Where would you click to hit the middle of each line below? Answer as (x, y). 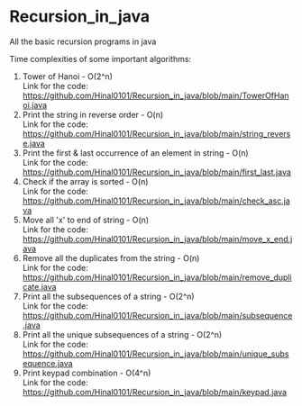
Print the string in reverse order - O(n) (93, 114)
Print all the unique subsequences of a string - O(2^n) (122, 334)
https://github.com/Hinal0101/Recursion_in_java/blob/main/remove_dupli (157, 277)
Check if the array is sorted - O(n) (85, 181)
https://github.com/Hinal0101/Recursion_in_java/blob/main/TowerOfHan (156, 95)
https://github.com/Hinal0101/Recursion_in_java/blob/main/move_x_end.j (157, 239)
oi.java (35, 104)
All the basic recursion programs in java (83, 41)
